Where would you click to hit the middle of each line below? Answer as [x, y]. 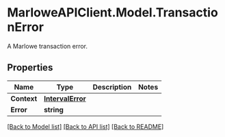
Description [112, 87]
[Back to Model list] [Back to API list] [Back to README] [85, 126]
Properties [30, 67]
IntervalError [65, 99]
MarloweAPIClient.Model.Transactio [113, 13]
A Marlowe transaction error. [47, 46]
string [53, 110]
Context [24, 99]
